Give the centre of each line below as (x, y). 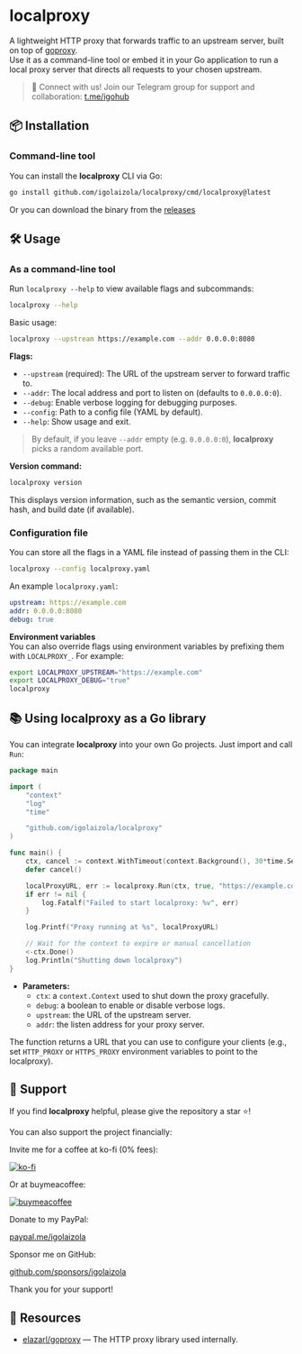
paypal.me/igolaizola (48, 1237)
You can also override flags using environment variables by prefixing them (147, 646)
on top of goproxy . (44, 50)
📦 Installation (49, 126)
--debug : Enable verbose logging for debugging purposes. (129, 402)
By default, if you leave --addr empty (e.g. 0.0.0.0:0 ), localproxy (152, 439)
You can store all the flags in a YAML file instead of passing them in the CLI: (149, 553)
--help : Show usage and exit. (76, 421)
